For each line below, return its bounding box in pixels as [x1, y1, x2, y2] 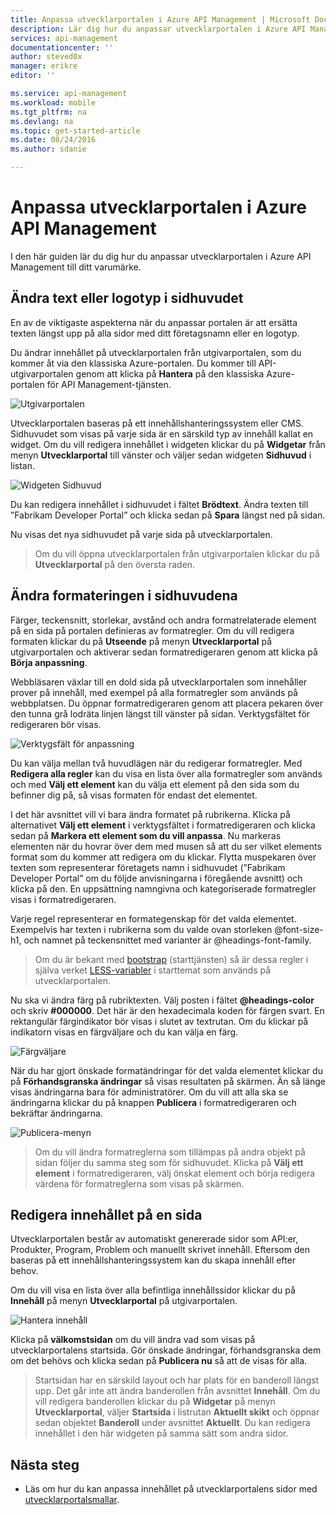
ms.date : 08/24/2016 [10, 135, 97, 145]
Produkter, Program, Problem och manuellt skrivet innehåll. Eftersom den [10, 1244, 310, 1256]
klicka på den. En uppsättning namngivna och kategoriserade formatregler [10, 882, 317, 895]
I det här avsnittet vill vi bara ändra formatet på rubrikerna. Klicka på [10, 808, 291, 820]
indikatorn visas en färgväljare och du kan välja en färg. [10, 1026, 239, 1038]
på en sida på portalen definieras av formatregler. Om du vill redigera [10, 624, 295, 636]
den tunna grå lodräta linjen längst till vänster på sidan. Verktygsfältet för [10, 707, 311, 720]
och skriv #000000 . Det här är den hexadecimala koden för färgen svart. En [10, 1004, 325, 1016]
